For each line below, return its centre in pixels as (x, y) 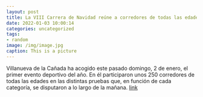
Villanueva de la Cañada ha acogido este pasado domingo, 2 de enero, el (97, 68)
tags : (13, 34)
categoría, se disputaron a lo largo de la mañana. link (72, 87)
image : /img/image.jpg (35, 46)
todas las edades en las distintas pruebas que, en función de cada (89, 81)
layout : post (23, 12)
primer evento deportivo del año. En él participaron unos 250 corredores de (101, 74)
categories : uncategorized (40, 29)
